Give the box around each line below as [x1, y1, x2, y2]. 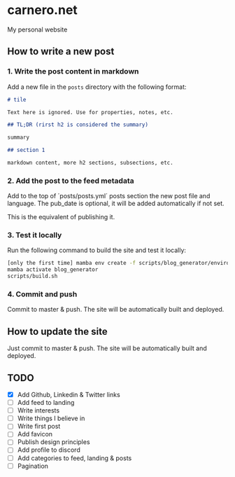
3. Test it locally [7, 230, 62, 240]
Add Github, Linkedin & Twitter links [17, 391, 120, 399]
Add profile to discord [17, 445, 80, 454]
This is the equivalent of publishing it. [7, 213, 115, 221]
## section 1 [7, 146, 45, 154]
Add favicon [17, 430, 53, 438]
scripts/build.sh [7, 272, 58, 280]
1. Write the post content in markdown [7, 67, 139, 76]
